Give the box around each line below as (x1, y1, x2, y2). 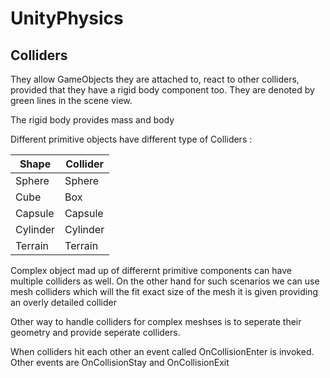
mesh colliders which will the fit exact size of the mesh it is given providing (10, 286, 319, 297)
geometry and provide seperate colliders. (10, 327, 181, 338)
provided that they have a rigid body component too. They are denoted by (10, 84, 315, 96)
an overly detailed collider (10, 297, 117, 308)
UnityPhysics (10, 7, 124, 30)
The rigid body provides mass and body (10, 114, 175, 126)
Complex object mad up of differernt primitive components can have (10, 265, 292, 276)
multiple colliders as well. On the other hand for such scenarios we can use (10, 275, 320, 287)
